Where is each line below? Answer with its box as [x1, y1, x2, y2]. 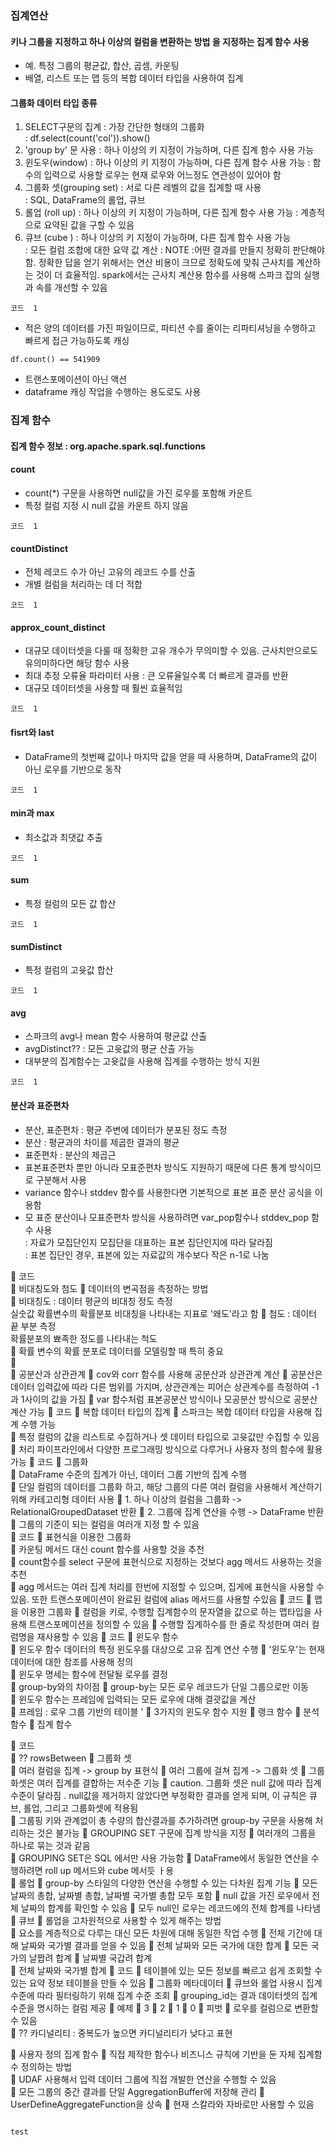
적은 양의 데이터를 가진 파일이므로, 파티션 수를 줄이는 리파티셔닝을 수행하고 [24, 322, 317, 334]
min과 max [10, 807, 55, 819]
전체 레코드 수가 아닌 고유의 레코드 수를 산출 [24, 566, 197, 578]
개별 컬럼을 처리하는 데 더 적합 [24, 578, 143, 591]
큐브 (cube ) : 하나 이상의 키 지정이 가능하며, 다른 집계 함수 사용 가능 [24, 232, 292, 244]
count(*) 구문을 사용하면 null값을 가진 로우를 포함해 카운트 [24, 487, 253, 499]
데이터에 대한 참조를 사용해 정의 [10, 1655, 134, 1667]
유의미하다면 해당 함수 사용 [24, 657, 130, 669]
